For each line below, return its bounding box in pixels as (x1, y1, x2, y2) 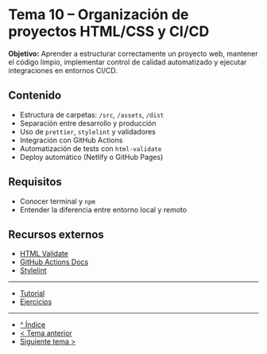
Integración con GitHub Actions (19, 135, 123, 145)
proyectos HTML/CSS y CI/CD (8, 22, 210, 41)
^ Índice (19, 320, 46, 329)
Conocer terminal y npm (19, 196, 95, 206)
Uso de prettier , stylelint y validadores (19, 126, 157, 136)
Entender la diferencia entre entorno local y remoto (19, 204, 188, 214)
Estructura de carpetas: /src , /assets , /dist (19, 110, 164, 119)
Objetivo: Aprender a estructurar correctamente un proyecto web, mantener (8, 49, 258, 58)
